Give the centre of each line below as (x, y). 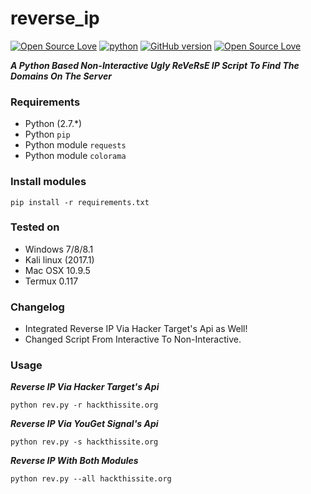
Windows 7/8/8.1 (59, 249)
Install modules (48, 182)
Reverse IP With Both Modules (74, 461)
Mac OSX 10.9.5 (57, 270)
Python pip (47, 134)
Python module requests (75, 145)
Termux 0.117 (51, 281)
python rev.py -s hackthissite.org (84, 442)
